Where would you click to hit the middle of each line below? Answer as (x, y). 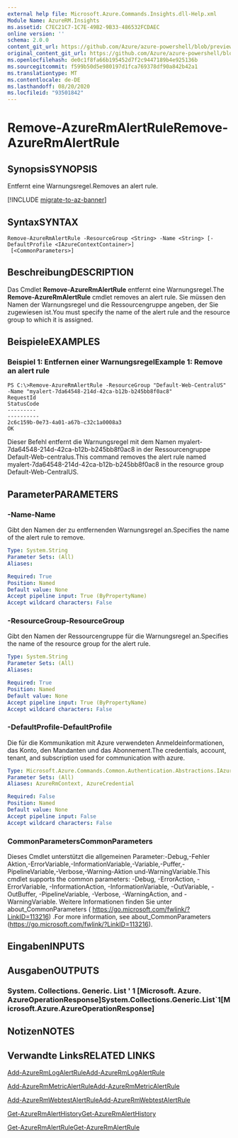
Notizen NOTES (41, 1031)
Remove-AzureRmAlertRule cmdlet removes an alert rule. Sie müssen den (117, 297)
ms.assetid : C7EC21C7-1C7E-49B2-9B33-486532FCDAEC (84, 27)
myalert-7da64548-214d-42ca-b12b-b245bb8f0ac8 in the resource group (116, 465)
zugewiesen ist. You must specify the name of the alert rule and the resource (119, 312)
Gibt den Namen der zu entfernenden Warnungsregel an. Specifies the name (118, 530)
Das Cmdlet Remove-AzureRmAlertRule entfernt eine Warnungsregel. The (116, 289)
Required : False (31, 797)
